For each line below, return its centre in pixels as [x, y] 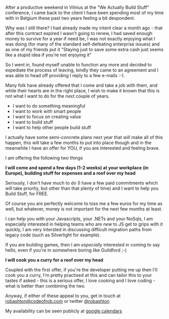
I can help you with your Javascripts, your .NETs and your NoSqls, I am [79, 219]
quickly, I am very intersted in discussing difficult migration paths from [78, 229]
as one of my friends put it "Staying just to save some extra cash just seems [84, 49]
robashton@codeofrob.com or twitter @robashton [57, 301]
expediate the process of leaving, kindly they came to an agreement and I [82, 70]
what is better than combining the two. [46, 286]
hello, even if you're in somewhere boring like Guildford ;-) [66, 250]
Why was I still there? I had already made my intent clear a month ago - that [84, 28]
